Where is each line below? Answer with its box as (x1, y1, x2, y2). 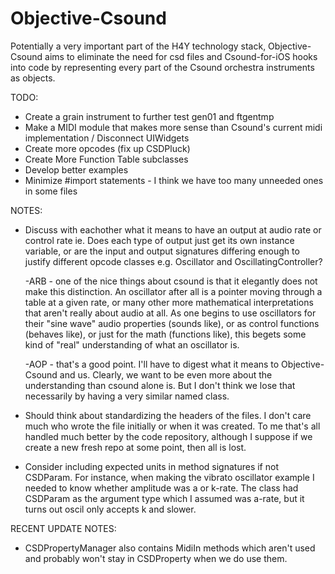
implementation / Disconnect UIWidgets (24, 132, 190, 144)
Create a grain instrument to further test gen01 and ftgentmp (24, 110, 275, 122)
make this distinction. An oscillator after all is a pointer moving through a (24, 285, 323, 297)
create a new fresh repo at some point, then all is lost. (24, 441, 247, 453)
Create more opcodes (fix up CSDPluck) (24, 142, 191, 154)
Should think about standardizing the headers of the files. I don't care (24, 409, 312, 421)
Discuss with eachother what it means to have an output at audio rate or (24, 223, 322, 236)
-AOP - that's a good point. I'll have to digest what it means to (24, 358, 280, 370)
